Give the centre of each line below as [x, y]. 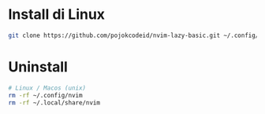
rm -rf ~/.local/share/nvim [54, 103]
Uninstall [38, 67]
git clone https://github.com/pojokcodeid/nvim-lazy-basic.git [114, 35]
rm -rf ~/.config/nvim [45, 95]
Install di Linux [56, 15]
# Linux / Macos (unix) [47, 88]
